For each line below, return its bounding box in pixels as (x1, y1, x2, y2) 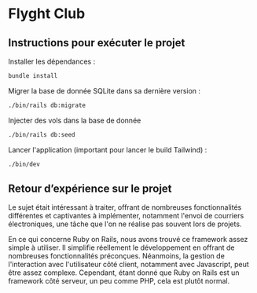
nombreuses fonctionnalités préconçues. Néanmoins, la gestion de (8, 251, 226, 261)
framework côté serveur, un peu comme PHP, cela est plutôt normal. (8, 277, 230, 286)
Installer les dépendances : (8, 57, 96, 66)
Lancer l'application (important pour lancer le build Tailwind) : (8, 145, 207, 154)
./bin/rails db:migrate (8, 101, 86, 109)
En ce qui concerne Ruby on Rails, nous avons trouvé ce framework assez (8, 235, 248, 244)
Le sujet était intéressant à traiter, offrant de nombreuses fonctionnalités (8, 203, 242, 212)
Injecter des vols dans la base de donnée (8, 115, 141, 125)
